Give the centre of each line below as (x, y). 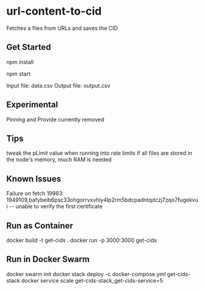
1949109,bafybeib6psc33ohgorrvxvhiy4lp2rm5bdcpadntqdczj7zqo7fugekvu (102, 200)
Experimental (32, 105)
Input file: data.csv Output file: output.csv (58, 85)
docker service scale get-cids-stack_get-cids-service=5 (92, 280)
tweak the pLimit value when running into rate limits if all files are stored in (100, 153)
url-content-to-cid (54, 11)
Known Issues (34, 179)
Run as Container (40, 226)
